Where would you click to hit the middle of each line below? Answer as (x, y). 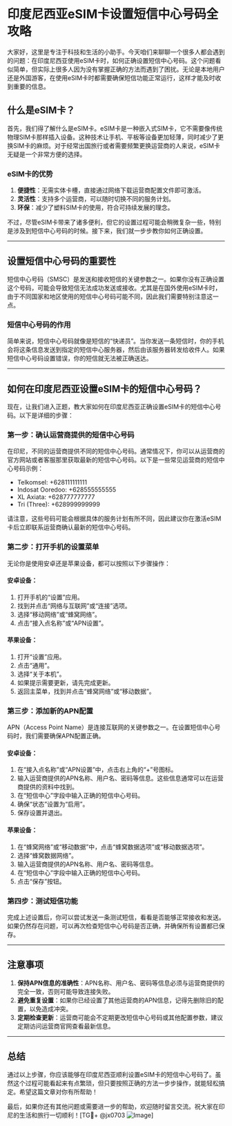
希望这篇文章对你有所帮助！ (58, 1091)
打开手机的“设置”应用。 (50, 597)
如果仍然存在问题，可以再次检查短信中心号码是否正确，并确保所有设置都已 (113, 926)
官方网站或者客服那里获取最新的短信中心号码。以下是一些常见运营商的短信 (113, 460)
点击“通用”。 (35, 665)
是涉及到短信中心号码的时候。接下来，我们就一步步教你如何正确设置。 (107, 231)
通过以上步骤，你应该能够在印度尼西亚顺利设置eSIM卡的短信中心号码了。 (111, 1074)
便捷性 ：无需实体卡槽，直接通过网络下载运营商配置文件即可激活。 (111, 190)
